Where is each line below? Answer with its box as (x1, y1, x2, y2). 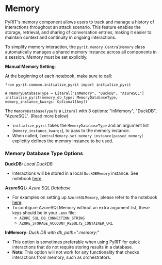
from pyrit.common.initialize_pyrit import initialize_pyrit (5, 82, 131, 87)
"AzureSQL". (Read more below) (5, 113, 69, 119)
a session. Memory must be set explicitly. (5, 54, 88, 60)
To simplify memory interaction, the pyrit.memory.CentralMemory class (5, 44, 146, 50)
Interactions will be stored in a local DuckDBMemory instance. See (12, 170, 139, 176)
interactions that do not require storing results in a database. (12, 244, 133, 250)
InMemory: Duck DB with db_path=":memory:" (5, 230, 99, 235)
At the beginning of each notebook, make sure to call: (5, 73, 113, 79)
